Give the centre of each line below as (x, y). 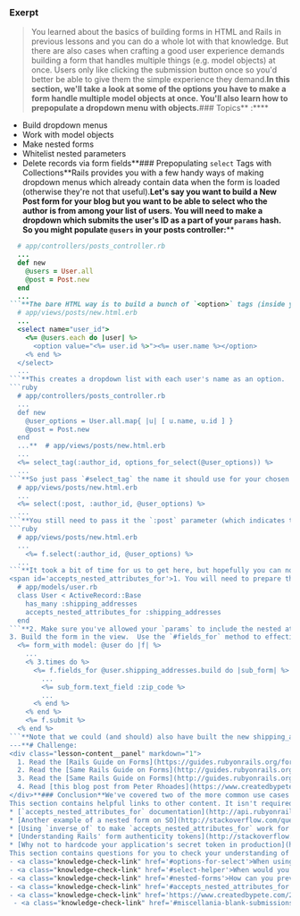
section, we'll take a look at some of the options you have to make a (158, 89)
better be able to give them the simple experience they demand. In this (160, 80)
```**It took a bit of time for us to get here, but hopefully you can (145, 571)
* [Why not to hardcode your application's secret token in (124, 845)
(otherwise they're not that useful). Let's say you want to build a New (149, 192)
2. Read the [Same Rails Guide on (81, 770)
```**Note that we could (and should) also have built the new (129, 737)
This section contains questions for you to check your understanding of (150, 853)
